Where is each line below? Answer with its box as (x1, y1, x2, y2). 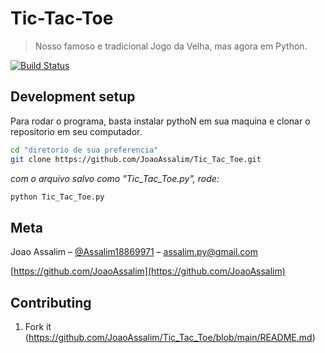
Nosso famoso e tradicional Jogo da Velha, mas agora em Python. (34, 40, 308, 52)
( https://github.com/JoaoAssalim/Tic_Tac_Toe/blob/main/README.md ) (24, 332, 316, 343)
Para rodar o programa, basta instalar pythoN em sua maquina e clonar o (10, 115, 311, 127)
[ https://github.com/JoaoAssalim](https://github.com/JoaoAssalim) (10, 265, 286, 277)
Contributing (10, 294, 92, 311)
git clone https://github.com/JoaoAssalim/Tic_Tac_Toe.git (10, 154, 262, 164)
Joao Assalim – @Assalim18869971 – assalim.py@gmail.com (10, 246, 258, 258)
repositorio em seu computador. (10, 125, 143, 137)
